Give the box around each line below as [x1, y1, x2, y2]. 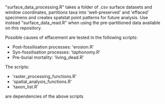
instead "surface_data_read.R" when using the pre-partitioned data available [5, 20, 161, 26]
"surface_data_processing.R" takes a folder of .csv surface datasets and [5, 4, 152, 10]
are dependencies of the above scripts [5, 93, 84, 99]
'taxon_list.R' [12, 84, 38, 90]
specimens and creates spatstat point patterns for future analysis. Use [5, 15, 148, 20]
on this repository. [5, 25, 42, 31]
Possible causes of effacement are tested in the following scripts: [5, 34, 138, 40]
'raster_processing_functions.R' [12, 74, 77, 79]
